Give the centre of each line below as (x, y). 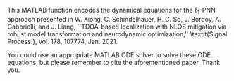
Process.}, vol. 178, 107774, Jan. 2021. (63, 41)
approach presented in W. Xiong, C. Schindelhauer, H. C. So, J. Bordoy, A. (115, 19)
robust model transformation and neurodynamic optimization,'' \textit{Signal (117, 34)
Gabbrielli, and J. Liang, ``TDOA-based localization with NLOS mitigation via (117, 27)
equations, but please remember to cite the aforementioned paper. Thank (114, 62)
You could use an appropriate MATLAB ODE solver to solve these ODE (109, 54)
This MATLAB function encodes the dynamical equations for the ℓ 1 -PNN (112, 11)
